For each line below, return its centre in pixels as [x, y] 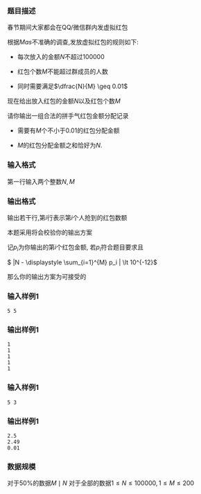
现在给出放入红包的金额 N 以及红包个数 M [64, 101]
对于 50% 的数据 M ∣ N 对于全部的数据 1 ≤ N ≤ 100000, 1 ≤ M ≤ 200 [101, 483]
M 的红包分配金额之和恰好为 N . [60, 145]
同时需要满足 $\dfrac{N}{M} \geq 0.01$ [72, 86]
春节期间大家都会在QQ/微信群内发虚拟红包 [68, 27]
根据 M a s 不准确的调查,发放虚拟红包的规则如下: [73, 42]
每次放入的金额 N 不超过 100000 [61, 57]
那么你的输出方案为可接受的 [47, 276]
